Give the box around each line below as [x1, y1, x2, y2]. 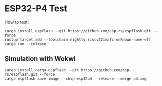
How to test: [4, 19, 29, 25]
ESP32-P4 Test [4, 3, 68, 14]
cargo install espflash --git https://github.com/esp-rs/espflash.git [4, 28, 151, 33]
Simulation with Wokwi [4, 55, 76, 63]
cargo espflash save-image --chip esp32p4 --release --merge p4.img [4, 76, 147, 81]
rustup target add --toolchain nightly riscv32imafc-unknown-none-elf [4, 37, 151, 42]
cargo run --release [4, 41, 47, 46]
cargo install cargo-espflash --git [4, 67, 79, 72]
